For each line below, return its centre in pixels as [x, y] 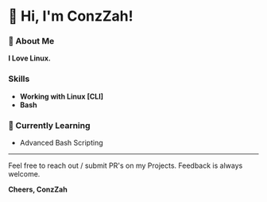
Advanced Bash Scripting [61, 143]
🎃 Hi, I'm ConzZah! [71, 16]
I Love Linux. [30, 58]
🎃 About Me [31, 41]
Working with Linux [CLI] [62, 96]
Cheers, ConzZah [38, 189]
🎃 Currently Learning [49, 125]
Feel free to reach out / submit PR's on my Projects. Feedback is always [126, 165]
